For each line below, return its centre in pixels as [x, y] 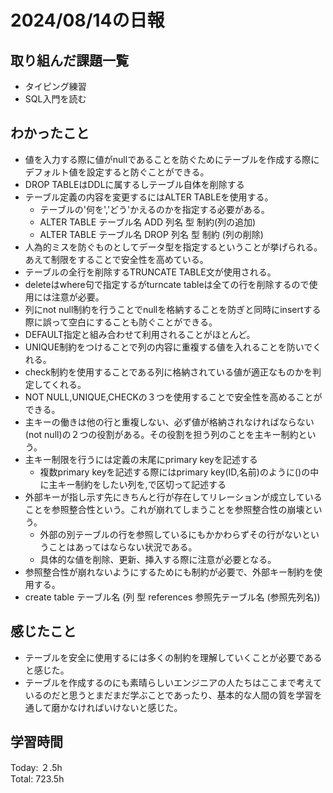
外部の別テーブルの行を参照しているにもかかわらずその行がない [171, 534]
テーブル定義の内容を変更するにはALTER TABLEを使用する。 [149, 197]
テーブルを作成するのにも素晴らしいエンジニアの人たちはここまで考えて [173, 682]
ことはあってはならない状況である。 [123, 547]
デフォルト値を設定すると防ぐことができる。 [117, 172]
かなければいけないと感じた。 [121, 707]
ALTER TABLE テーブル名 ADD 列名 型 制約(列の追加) [148, 222]
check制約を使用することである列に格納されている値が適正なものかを [168, 372]
